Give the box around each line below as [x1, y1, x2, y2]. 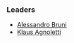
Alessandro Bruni [16, 21, 68, 29]
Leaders [6, 5, 36, 15]
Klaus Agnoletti [16, 28, 61, 36]
